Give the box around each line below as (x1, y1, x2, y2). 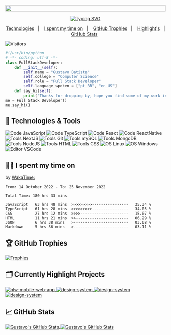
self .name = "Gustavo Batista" (23, 69, 90, 75)
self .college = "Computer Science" (23, 74, 99, 79)
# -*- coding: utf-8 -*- (5, 55, 58, 60)
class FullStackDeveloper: (5, 60, 63, 65)
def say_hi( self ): (14, 88, 53, 94)
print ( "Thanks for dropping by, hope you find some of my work (23, 93, 160, 98)
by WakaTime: (5, 174, 35, 180)
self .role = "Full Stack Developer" (23, 79, 101, 84)
